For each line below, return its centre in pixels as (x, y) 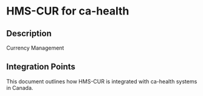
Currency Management (35, 48)
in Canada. (20, 88)
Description (29, 34)
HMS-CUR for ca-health (68, 11)
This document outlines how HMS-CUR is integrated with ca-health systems (102, 81)
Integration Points (41, 67)
